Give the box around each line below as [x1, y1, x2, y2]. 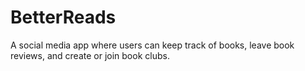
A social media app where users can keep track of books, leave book [10, 39, 295, 51]
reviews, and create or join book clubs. [10, 49, 170, 61]
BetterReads [10, 6, 117, 29]
